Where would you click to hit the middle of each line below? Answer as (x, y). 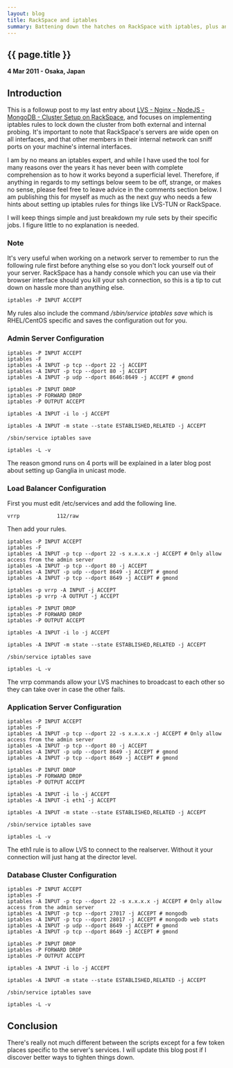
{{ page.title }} (39, 54)
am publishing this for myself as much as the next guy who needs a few (110, 197)
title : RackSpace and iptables (52, 20)
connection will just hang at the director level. (72, 857)
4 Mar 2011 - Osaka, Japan (46, 71)
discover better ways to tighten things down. (71, 1058)
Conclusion (33, 1026)
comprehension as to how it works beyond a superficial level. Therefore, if (113, 175)
